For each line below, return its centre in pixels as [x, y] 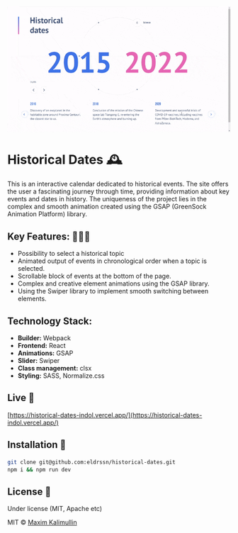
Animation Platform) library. [47, 214]
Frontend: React [41, 346]
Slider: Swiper [39, 361]
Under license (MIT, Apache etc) [55, 509]
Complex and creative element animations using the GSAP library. [114, 284]
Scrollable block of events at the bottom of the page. [94, 276]
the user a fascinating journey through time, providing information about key [119, 191]
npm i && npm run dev [39, 470]
